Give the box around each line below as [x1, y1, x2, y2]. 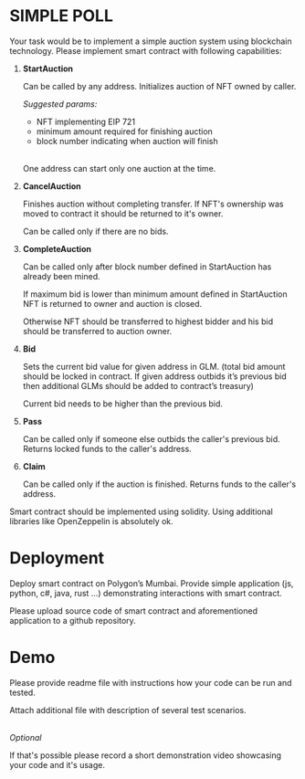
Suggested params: [22, 98, 98, 110]
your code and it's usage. [9, 759, 105, 770]
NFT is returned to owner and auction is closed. [22, 298, 203, 309]
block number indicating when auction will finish [36, 135, 218, 146]
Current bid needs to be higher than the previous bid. [22, 398, 224, 409]
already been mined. [22, 270, 100, 281]
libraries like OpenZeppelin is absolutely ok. [9, 515, 174, 526]
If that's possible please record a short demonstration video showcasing [9, 750, 281, 761]
